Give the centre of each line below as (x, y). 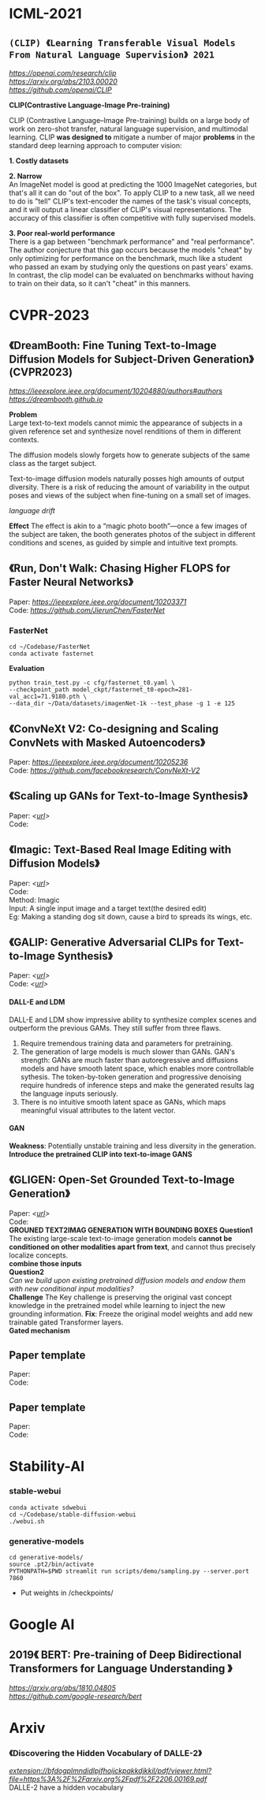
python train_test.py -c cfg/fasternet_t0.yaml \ (92, 683)
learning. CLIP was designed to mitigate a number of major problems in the (132, 137)
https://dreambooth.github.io (56, 399)
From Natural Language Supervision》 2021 (112, 54)
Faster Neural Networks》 (71, 582)
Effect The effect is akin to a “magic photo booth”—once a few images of (128, 526)
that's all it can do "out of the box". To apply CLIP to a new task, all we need (132, 193)
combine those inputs (45, 1263)
